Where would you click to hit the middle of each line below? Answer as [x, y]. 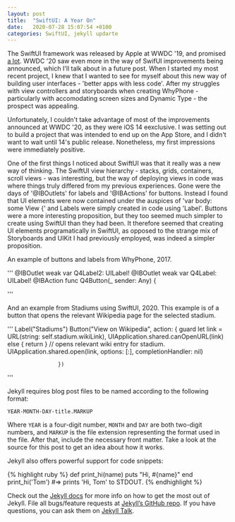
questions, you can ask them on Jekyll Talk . [71, 511]
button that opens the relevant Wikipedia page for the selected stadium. [112, 315]
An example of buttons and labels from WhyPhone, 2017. [90, 260]
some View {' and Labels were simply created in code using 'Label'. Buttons [117, 208]
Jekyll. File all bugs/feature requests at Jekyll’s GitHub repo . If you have [112, 503]
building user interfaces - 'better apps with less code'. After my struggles [114, 84]
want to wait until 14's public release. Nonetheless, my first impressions [111, 142]
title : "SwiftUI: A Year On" [52, 20]
